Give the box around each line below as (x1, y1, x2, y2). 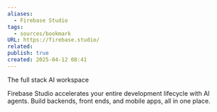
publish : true (7, 50, 50, 57)
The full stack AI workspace (7, 75, 89, 84)
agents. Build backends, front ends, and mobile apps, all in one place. (7, 97, 211, 105)
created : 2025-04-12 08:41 (7, 56, 87, 63)
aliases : (7, 10, 33, 18)
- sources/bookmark (13, 30, 72, 37)
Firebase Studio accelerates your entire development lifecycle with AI (7, 89, 211, 97)
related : (7, 43, 33, 50)
